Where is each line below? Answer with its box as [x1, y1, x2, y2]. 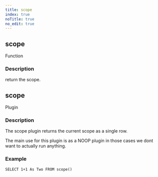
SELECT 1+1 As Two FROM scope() [5, 167, 72, 172]
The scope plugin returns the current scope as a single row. [5, 128, 128, 134]
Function [5, 53, 23, 59]
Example [5, 156, 27, 163]
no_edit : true [5, 21, 35, 26]
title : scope [5, 7, 32, 12]
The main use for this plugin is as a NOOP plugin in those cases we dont [5, 138, 154, 144]
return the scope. [5, 77, 41, 83]
